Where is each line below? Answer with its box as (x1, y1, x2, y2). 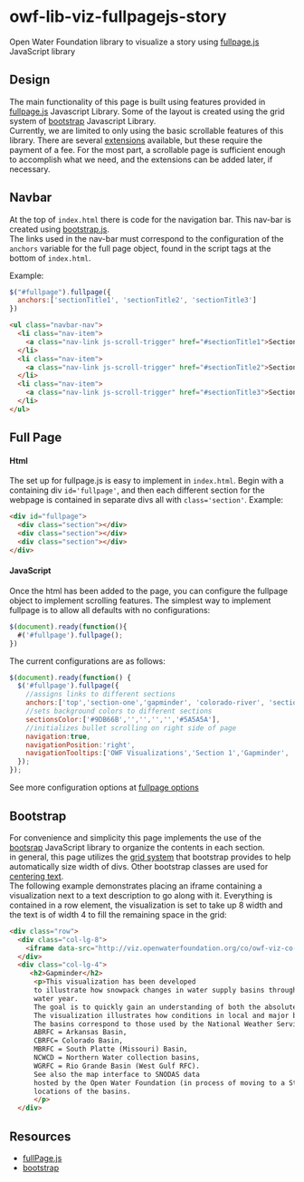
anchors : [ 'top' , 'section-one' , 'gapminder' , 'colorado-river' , (25, 698, 265, 707)
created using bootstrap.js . (9, 224, 110, 235)
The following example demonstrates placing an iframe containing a (9, 880, 262, 891)
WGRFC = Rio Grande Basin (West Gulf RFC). (33, 1062, 201, 1071)
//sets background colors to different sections (25, 706, 213, 716)
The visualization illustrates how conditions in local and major (33, 1011, 290, 1020)
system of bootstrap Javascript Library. (9, 115, 157, 126)
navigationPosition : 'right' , (25, 740, 136, 749)
